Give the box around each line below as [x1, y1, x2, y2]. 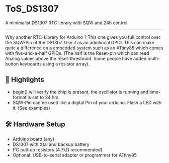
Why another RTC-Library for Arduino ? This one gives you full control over [5, 34, 161, 40]
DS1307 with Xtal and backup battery [12, 141, 90, 147]
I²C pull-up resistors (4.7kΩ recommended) [12, 146, 103, 152]
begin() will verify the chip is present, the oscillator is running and [12, 89, 148, 95]
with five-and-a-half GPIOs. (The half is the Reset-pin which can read [5, 50, 149, 56]
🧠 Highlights [5, 75, 44, 84]
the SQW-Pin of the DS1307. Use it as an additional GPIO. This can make [5, 39, 154, 45]
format [12, 94, 27, 100]
